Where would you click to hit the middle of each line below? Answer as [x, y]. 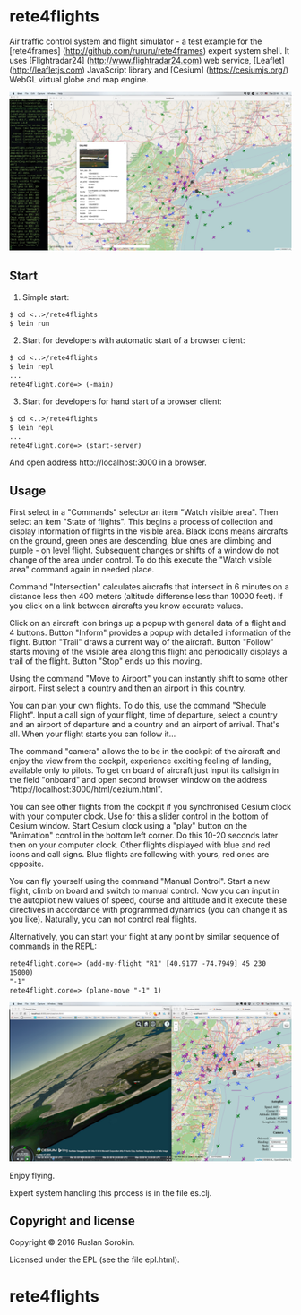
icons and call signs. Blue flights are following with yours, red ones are [139, 855]
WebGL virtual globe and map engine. [79, 79]
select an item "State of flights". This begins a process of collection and [142, 522]
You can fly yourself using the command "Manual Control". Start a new [140, 881]
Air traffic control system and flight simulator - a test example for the [136, 41]
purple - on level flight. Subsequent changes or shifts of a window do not [144, 550]
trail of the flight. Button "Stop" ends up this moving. [106, 661]
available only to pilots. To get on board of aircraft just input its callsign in [144, 770]
